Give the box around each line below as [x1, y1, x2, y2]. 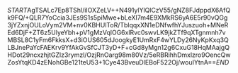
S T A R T [7, 6, 28, 14]
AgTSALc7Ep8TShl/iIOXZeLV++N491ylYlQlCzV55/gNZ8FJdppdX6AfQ [27, 6, 231, 14]
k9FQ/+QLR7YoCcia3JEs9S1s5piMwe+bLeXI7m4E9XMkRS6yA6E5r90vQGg [7, 13, 228, 22]
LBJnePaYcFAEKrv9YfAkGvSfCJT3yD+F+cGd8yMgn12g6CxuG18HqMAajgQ [7, 44, 230, 51]
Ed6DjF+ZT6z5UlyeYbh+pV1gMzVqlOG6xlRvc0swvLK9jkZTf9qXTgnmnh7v [7, 28, 226, 36]
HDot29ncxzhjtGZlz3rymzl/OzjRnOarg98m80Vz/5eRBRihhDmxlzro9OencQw [7, 51, 231, 59]
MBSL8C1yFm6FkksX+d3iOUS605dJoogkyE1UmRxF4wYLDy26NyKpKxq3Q [7, 36, 229, 44]
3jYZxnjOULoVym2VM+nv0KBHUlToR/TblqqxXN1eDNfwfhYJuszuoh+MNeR [7, 21, 229, 29]
